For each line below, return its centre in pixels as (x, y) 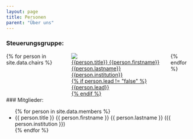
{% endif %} (86, 93)
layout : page (22, 12)
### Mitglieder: (25, 100)
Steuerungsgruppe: (35, 43)
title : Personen (26, 17)
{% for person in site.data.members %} (62, 111)
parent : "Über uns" (30, 22)
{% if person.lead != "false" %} (109, 81)
